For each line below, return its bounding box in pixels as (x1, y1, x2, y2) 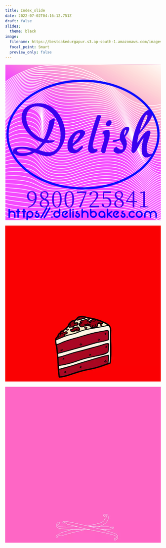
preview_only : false (9, 50, 52, 54)
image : (5, 34, 19, 39)
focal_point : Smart (9, 45, 50, 50)
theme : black (9, 29, 37, 34)
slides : (5, 24, 21, 29)
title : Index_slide (5, 8, 45, 13)
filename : (9, 40, 30, 45)
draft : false (5, 18, 32, 23)
